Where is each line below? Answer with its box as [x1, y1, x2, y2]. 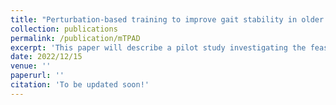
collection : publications [10, 24, 118, 34]
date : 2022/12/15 [10, 52, 83, 62]
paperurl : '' [10, 71, 65, 81]
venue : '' [10, 61, 52, 71]
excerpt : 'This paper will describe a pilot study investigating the [10, 42, 307, 53]
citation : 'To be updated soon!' [10, 80, 150, 90]
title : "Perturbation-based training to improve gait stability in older [10, 14, 325, 25]
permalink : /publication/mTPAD [10, 33, 141, 43]
